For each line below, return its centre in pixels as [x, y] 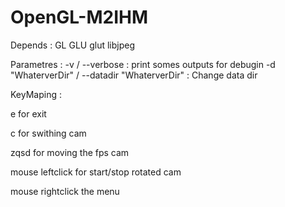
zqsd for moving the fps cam [70, 152]
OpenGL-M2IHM [79, 17]
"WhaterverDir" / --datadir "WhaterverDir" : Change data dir [134, 75]
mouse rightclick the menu [65, 191]
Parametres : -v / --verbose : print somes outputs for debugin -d [143, 64]
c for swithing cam [48, 133]
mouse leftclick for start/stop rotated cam [96, 172]
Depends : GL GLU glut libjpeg [72, 45]
